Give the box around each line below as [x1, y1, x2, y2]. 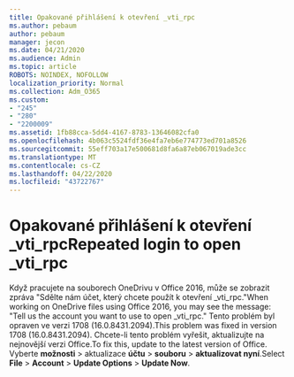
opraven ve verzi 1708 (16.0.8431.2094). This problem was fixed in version [9, 320, 277, 331]
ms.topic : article [9, 63, 77, 72]
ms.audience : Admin [9, 54, 81, 63]
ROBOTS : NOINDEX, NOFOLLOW [9, 71, 109, 80]
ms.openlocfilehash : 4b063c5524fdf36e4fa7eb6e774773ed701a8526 [9, 136, 247, 145]
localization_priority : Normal [9, 79, 124, 88]
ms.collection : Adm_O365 [9, 87, 101, 96]
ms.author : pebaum [9, 21, 77, 30]
